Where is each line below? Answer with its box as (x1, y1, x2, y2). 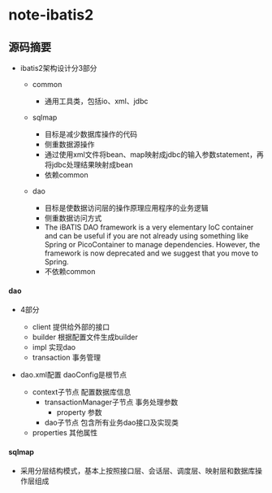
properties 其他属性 (32, 428, 98, 438)
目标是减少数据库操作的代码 (44, 129, 138, 139)
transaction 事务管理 (32, 352, 101, 363)
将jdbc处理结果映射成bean (44, 160, 133, 169)
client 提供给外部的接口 (32, 322, 110, 332)
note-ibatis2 (8, 6, 94, 24)
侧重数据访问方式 (44, 213, 102, 223)
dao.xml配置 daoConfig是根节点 (19, 370, 127, 380)
